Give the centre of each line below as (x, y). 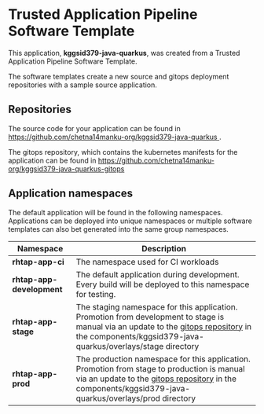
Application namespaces (71, 194)
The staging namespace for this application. (157, 306)
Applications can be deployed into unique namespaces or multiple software (130, 221)
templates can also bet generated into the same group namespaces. (119, 229)
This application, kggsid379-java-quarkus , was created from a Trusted (124, 53)
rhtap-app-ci (38, 262)
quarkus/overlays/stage (120, 346)
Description (164, 248)
